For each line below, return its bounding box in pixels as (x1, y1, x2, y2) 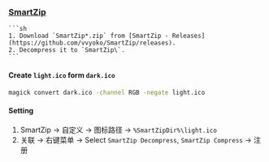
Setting (8, 105, 34, 115)
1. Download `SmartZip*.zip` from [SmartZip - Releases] (8, 32, 206, 40)
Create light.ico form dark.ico (8, 70, 115, 79)
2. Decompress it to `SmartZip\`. (8, 46, 126, 54)
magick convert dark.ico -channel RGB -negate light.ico (8, 88, 206, 96)
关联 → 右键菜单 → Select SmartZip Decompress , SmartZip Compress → (20, 134, 252, 144)
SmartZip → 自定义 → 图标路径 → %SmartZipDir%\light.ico (20, 125, 218, 134)
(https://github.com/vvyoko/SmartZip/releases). (8, 39, 176, 47)
